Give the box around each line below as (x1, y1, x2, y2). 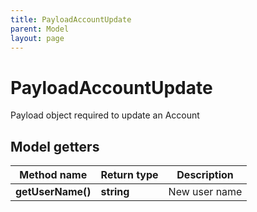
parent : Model (10, 24, 70, 34)
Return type (100, 168, 159, 182)
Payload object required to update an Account (10, 109, 200, 121)
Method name (19, 168, 88, 182)
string (100, 185, 130, 199)
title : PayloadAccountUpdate (10, 14, 132, 25)
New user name (168, 185, 243, 199)
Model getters (10, 138, 100, 155)
